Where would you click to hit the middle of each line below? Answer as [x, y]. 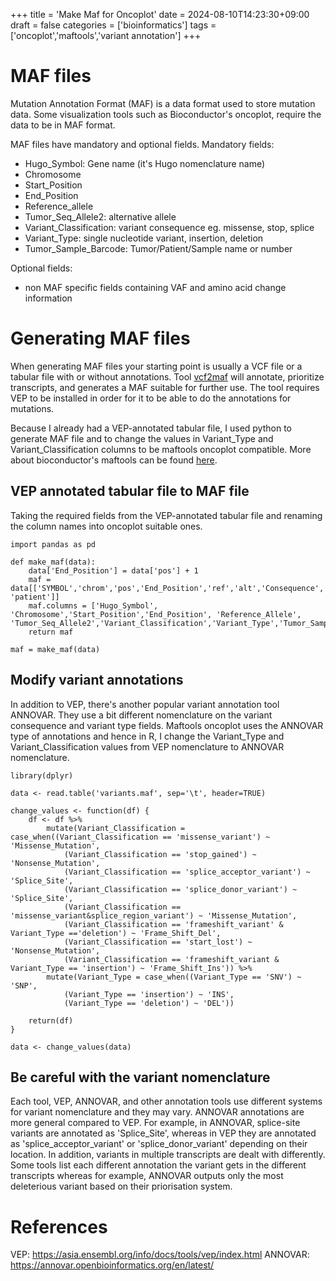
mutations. [32, 408]
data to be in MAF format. [63, 125]
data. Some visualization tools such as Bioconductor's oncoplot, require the [166, 114]
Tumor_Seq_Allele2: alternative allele [100, 216]
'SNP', [24, 985]
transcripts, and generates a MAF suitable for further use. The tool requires [165, 387]
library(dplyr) [42, 775]
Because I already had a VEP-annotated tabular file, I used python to [151, 428]
